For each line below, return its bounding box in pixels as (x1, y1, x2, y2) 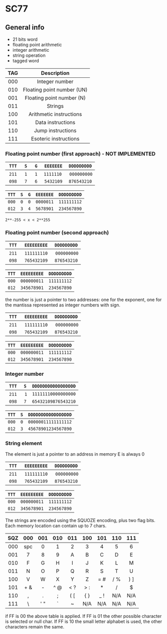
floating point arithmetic (12, 42, 62, 48)
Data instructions (35, 119, 76, 126)
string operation (12, 52, 46, 58)
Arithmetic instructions (28, 111, 82, 118)
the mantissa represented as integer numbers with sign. (5, 302, 120, 308)
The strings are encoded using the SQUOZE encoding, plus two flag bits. (5, 517, 155, 523)
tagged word (12, 58, 39, 63)
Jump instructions (34, 127, 77, 134)
